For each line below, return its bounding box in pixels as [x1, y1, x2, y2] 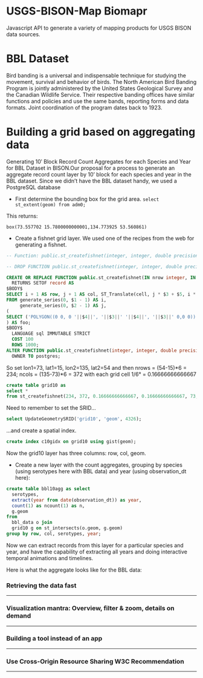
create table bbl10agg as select [6, 486, 91, 492]
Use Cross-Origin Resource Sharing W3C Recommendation [6, 657, 184, 665]
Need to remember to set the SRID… [6, 404, 97, 412]
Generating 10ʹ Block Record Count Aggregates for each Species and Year [6, 158, 192, 165]
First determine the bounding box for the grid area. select [14, 195, 159, 202]
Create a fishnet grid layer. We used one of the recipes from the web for [14, 234, 195, 242]
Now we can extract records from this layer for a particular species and [6, 541, 184, 549]
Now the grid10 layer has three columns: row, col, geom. [6, 450, 146, 457]
